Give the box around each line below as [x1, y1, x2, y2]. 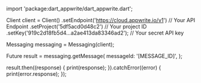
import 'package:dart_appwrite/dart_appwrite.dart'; [6, 5, 133, 12]
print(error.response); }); [6, 70, 67, 77]
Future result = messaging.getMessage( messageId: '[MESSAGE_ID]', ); [6, 53, 183, 59]
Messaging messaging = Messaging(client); [6, 41, 115, 48]
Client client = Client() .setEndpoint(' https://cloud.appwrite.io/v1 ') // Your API [6, 17, 196, 23]
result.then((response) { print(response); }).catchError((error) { [6, 64, 161, 71]
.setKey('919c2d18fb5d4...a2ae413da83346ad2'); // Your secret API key [6, 29, 184, 36]
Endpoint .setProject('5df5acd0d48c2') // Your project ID [6, 23, 147, 30]
